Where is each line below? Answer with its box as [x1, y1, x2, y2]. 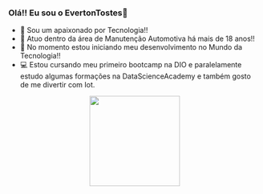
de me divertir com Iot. [19, 80, 95, 90]
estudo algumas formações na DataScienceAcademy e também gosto [19, 71, 251, 81]
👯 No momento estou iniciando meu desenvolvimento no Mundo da [19, 42, 243, 52]
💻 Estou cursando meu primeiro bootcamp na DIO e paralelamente [19, 60, 242, 70]
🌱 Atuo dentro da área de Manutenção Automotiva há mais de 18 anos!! [19, 34, 255, 43]
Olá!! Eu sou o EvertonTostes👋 [8, 7, 128, 18]
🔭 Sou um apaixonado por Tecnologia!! [19, 26, 148, 35]
